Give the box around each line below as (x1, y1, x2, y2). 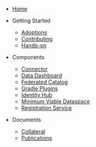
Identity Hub (21, 91, 53, 98)
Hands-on (21, 42, 47, 49)
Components (12, 54, 45, 60)
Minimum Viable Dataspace (21, 98, 90, 105)
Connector (21, 65, 49, 73)
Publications (21, 134, 53, 142)
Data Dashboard (21, 72, 63, 79)
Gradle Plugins (21, 85, 58, 92)
